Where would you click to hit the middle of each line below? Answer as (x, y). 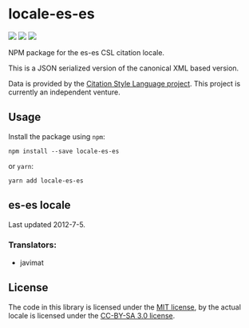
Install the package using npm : (57, 136)
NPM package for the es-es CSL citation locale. (87, 52)
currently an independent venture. (65, 92)
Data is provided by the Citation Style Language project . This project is (125, 83)
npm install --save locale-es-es (64, 151)
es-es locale (40, 205)
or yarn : (21, 166)
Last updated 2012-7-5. (47, 224)
